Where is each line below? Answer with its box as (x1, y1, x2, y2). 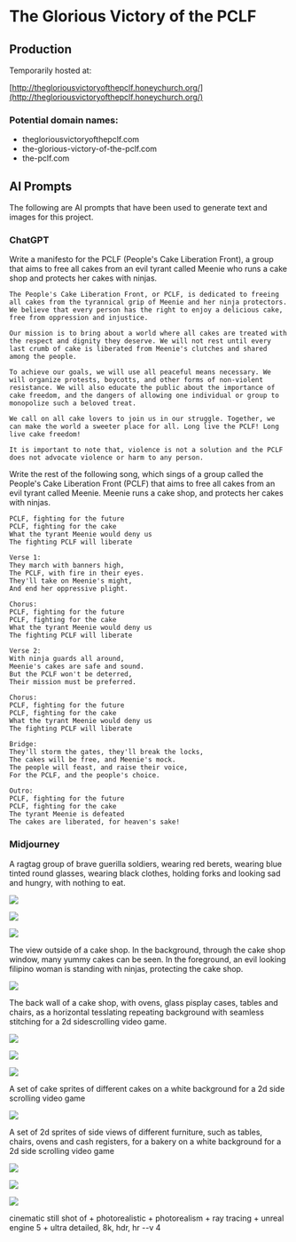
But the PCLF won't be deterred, (9, 670, 133, 679)
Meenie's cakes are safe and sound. (9, 662, 144, 672)
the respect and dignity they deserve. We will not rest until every (9, 337, 272, 346)
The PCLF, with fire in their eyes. (9, 569, 144, 578)
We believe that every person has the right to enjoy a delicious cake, (9, 306, 284, 314)
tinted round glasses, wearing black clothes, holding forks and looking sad (9, 868, 281, 879)
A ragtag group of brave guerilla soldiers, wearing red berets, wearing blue (9, 858, 282, 869)
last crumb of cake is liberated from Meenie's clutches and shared (9, 345, 268, 354)
